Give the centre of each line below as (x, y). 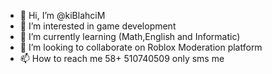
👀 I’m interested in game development (98, 26)
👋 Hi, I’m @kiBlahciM (62, 15)
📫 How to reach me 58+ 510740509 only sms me (122, 58)
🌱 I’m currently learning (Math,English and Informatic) (130, 36)
